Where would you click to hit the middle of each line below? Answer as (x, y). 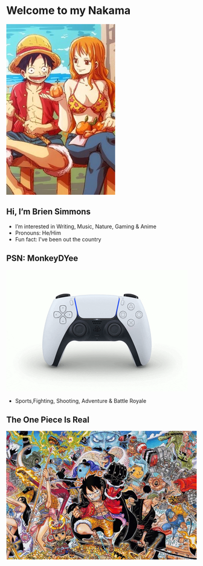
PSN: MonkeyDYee (42, 258)
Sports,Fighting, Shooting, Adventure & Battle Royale (81, 400)
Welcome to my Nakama (69, 11)
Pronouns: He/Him (38, 233)
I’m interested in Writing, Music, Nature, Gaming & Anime (86, 226)
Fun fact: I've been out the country (58, 239)
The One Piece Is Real (48, 419)
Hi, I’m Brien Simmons (48, 212)
